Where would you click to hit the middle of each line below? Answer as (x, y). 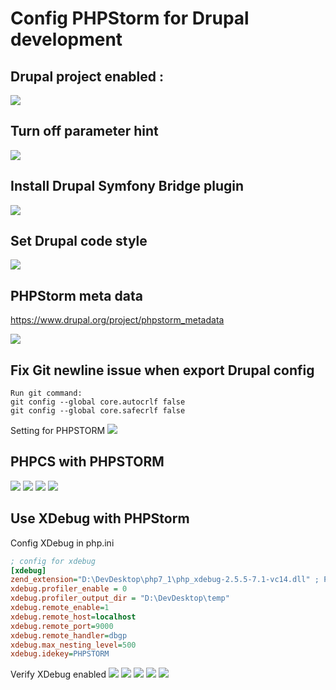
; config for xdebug (53, 561)
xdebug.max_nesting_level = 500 (73, 645)
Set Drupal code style (79, 241)
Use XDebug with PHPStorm (100, 518)
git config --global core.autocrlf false (98, 402)
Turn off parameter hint (84, 131)
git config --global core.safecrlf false (98, 411)
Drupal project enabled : (87, 76)
